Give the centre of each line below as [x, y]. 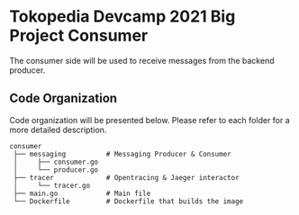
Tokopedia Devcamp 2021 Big [122, 17]
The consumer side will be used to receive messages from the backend [142, 60]
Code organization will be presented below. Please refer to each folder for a [149, 120]
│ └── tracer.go [52, 185]
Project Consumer [79, 36]
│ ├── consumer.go [56, 162]
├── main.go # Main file [82, 193]
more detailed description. [58, 130]
